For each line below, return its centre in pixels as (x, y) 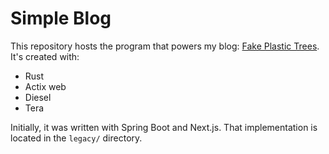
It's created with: (45, 56)
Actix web (45, 86)
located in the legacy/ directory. (76, 138)
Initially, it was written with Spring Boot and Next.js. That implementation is (164, 127)
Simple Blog (61, 18)
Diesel (38, 97)
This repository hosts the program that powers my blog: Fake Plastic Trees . (165, 46)
